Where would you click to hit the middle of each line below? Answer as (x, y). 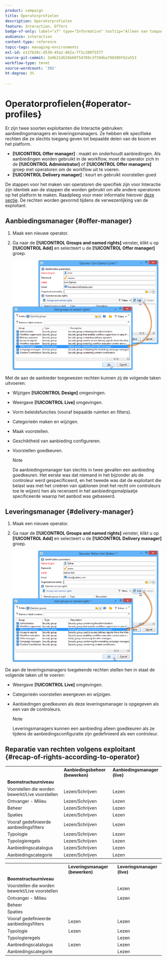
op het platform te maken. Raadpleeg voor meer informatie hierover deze (80, 195)
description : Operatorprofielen (39, 21)
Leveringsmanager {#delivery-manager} (70, 512)
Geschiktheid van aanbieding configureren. (56, 441)
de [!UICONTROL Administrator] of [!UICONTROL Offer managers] (82, 164)
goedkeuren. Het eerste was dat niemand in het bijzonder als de (78, 475)
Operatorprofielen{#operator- (68, 104)
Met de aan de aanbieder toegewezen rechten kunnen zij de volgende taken (83, 378)
